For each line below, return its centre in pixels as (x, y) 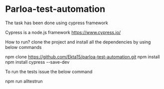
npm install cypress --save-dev (37, 62)
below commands (23, 47)
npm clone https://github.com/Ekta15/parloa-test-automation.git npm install (82, 57)
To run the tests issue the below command (49, 71)
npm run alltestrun (24, 81)
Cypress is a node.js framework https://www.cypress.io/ (63, 32)
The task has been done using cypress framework (57, 23)
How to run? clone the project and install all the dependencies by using (78, 42)
